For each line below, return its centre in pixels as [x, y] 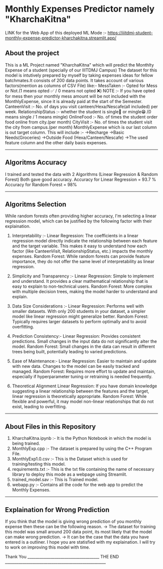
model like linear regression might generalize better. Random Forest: [80, 316]
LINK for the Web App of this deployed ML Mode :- [56, 33]
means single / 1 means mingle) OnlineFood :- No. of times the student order [81, 117]
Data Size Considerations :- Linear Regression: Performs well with [78, 306]
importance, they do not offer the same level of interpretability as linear [83, 261]
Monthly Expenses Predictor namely [80, 9]
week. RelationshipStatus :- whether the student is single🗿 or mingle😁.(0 [78, 112]
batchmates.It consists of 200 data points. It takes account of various [74, 80]
